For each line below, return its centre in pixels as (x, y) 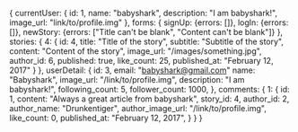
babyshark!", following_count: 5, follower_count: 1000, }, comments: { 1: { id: (149, 89)
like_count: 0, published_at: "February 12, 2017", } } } (106, 118)
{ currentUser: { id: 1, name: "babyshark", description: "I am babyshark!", (144, 13)
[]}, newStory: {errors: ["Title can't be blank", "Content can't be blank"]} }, (146, 32)
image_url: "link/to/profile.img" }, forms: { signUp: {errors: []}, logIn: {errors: (149, 22)
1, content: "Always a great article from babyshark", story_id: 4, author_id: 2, (149, 99)
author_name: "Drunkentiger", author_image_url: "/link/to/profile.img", (138, 108)
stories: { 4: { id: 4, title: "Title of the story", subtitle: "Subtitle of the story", (147, 41)
